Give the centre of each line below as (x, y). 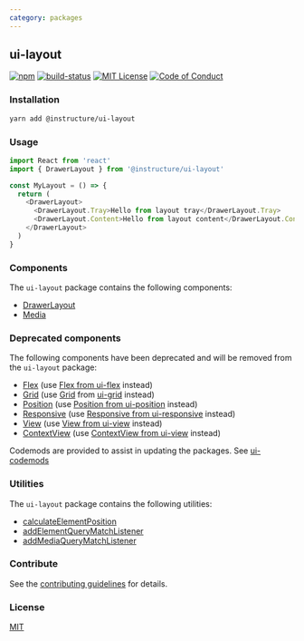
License (27, 607)
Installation (35, 100)
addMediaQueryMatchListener (80, 540)
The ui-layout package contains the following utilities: (111, 503)
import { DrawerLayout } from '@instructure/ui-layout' (117, 169)
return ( (34, 194)
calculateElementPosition (70, 521)
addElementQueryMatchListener (83, 530)
